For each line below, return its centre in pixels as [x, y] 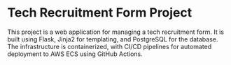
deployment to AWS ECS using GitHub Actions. [75, 54]
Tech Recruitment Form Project [100, 13]
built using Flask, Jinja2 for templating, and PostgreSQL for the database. [113, 39]
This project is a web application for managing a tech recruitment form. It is [115, 32]
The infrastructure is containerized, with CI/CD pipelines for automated [110, 46]
